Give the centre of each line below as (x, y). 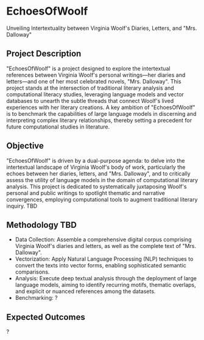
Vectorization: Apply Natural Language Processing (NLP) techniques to (104, 259)
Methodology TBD (42, 225)
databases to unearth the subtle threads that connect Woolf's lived (90, 101)
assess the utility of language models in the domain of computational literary (102, 180)
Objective (25, 146)
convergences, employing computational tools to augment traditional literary (102, 199)
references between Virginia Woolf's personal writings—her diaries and (96, 75)
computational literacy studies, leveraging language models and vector (95, 94)
